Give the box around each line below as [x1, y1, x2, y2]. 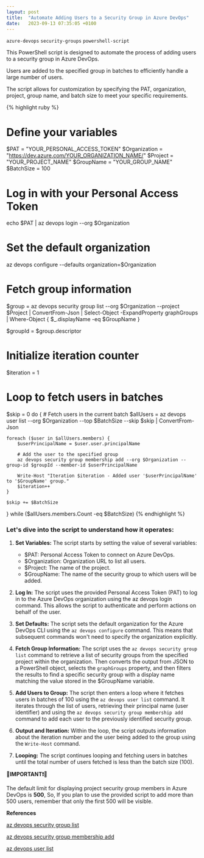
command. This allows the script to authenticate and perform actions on [15, 602, 197, 609]
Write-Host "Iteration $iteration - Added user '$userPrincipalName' [17, 473, 198, 479]
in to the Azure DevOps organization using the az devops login [15, 595, 172, 603]
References [6, 810, 37, 817]
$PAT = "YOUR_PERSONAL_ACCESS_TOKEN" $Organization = [6, 145, 163, 153]
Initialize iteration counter [6, 349, 139, 363]
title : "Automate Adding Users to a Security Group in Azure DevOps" [6, 15, 189, 21]
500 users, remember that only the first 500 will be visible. [6, 798, 153, 805]
